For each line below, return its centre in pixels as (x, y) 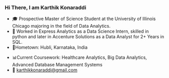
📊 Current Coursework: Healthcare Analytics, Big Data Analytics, (79, 57)
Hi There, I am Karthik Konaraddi (46, 8)
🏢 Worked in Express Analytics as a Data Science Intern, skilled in (80, 31)
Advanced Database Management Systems (57, 65)
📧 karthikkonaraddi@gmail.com (45, 70)
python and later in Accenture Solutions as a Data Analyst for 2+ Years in (88, 37)
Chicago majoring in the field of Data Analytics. (61, 26)
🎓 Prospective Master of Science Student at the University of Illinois (84, 19)
